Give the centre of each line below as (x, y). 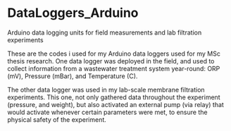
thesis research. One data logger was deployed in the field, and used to (111, 61)
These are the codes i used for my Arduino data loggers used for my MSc (114, 54)
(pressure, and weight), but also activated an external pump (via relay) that (115, 104)
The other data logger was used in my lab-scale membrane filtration (106, 89)
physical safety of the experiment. (57, 119)
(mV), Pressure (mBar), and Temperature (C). (73, 76)
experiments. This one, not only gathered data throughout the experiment (114, 97)
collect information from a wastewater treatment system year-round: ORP (114, 68)
